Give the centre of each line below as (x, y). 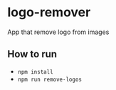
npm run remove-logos (49, 79)
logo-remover (49, 12)
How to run (32, 54)
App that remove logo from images (58, 32)
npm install (35, 72)
